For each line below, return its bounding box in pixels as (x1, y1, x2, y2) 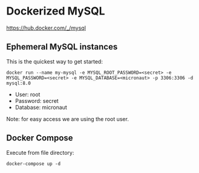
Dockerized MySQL (6, 4, 105, 18)
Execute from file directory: (6, 149, 74, 156)
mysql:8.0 (6, 80, 31, 86)
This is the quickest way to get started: (6, 57, 103, 65)
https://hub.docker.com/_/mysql (6, 24, 86, 31)
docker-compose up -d (6, 160, 61, 167)
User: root (15, 91, 41, 98)
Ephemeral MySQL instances (6, 42, 118, 52)
